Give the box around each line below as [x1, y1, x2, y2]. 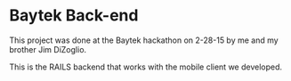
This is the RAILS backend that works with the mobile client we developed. [9, 61, 283, 72]
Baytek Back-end [9, 5, 139, 26]
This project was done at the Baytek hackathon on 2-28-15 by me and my [9, 35, 279, 45]
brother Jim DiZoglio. [9, 44, 87, 54]
